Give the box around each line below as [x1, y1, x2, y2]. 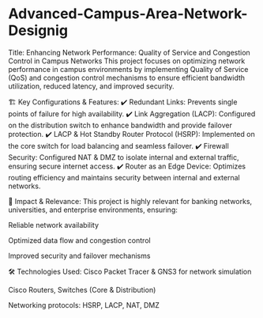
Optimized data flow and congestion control [8, 235, 152, 245]
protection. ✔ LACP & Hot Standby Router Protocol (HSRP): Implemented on [8, 129, 255, 138]
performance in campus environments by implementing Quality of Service [8, 64, 249, 74]
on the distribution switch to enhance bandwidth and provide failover [8, 120, 233, 130]
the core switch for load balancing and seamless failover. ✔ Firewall [8, 141, 229, 150]
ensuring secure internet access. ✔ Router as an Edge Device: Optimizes [8, 161, 246, 171]
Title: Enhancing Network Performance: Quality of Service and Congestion [8, 47, 250, 57]
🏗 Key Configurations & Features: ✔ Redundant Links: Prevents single [8, 97, 238, 107]
